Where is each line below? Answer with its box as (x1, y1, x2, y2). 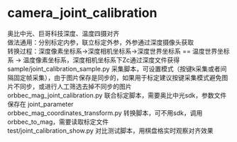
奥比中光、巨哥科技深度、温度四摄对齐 (7, 29, 119, 37)
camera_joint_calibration (7, 5, 158, 21)
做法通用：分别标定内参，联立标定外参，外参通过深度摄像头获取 (7, 37, 194, 47)
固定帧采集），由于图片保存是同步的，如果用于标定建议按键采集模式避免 (13, 73, 222, 82)
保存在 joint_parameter (7, 100, 74, 108)
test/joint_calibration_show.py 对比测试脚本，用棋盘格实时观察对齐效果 (7, 126, 214, 135)
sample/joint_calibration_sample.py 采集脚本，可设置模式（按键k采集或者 (7, 64, 221, 73)
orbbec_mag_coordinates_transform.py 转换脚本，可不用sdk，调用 (7, 108, 203, 117)
